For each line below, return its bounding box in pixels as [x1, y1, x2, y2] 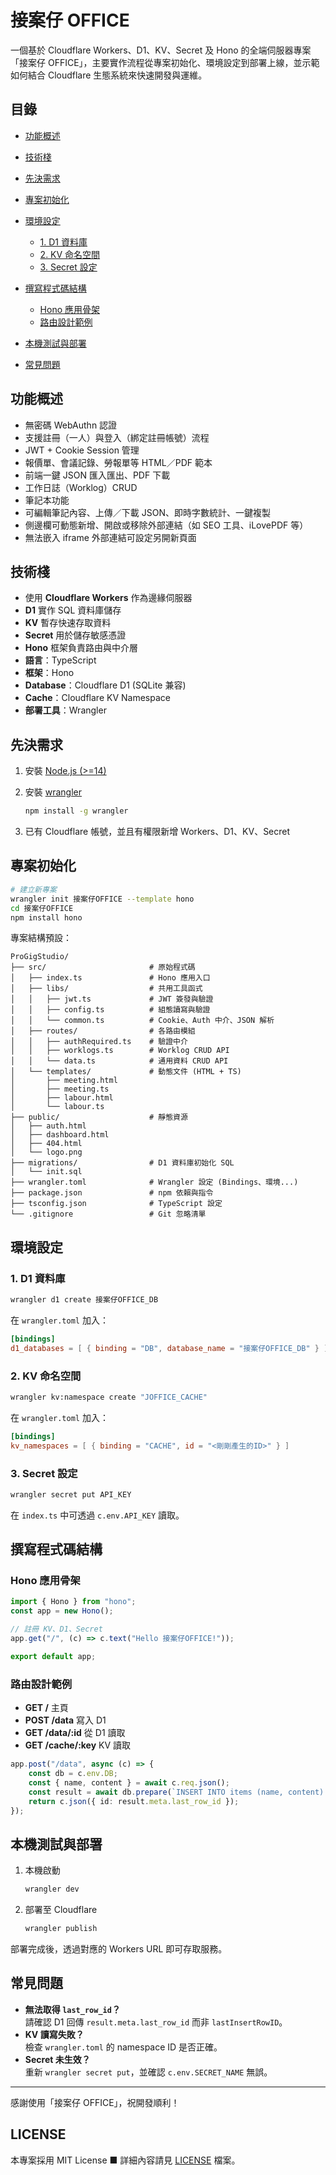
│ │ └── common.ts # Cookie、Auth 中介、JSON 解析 [10, 1016, 275, 1026]
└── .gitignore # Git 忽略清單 [10, 1209, 207, 1220]
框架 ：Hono [24, 667, 75, 679]
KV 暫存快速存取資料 [24, 617, 112, 629]
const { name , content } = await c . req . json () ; [28, 1777, 230, 1788]
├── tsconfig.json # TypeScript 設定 [10, 1199, 223, 1209]
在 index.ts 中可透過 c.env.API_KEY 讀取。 [10, 1509, 185, 1521]
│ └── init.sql [10, 1167, 83, 1177]
